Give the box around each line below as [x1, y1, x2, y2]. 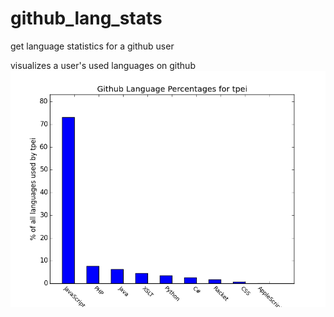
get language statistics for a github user [10, 40, 175, 52]
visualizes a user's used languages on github [10, 59, 196, 71]
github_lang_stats [10, 7, 163, 30]
